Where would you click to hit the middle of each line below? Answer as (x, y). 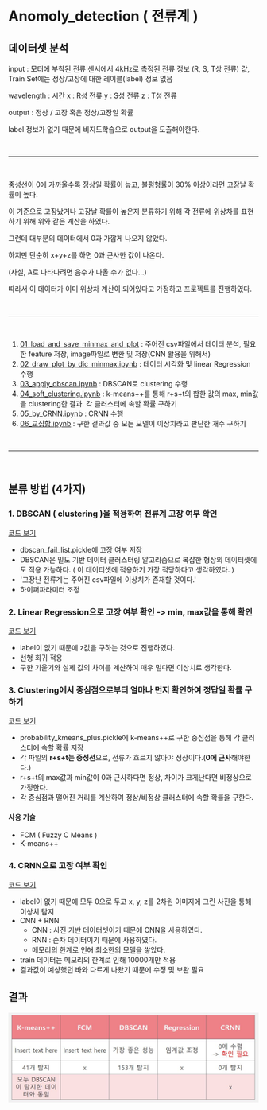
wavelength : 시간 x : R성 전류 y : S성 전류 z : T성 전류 (93, 95)
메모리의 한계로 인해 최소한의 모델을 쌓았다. (99, 949)
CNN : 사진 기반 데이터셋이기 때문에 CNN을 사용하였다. (117, 930)
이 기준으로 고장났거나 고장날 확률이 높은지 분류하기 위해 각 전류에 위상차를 (124, 211)
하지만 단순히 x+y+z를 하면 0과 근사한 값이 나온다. (86, 255)
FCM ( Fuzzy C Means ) (58, 835)
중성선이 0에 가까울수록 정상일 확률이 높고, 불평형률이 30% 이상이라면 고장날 (127, 184)
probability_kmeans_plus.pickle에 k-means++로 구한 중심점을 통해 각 (130, 738)
